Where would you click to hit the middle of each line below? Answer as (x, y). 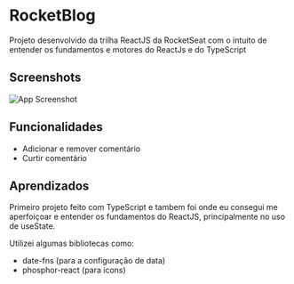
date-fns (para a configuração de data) (94, 261)
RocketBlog (52, 16)
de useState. (32, 226)
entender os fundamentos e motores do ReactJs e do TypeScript (128, 49)
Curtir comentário (54, 158)
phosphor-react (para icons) (74, 270)
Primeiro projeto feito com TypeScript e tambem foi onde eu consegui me (143, 207)
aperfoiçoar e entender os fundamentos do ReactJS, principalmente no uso (147, 217)
